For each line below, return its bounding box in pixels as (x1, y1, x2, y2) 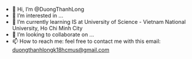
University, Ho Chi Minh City (12, 24, 83, 32)
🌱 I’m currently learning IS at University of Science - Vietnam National (12, 18, 186, 25)
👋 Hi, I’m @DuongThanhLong (12, 6, 85, 13)
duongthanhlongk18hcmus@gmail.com (12, 46, 110, 53)
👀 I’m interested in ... (12, 12, 64, 19)
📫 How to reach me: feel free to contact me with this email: (12, 38, 161, 45)
